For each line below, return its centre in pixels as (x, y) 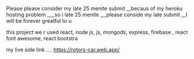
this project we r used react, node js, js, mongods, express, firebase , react (97, 32)
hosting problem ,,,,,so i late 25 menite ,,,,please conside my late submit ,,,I (97, 15)
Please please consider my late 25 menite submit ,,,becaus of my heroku (94, 8)
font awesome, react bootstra (42, 38)
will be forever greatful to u (39, 21)
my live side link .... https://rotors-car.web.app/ (63, 50)
